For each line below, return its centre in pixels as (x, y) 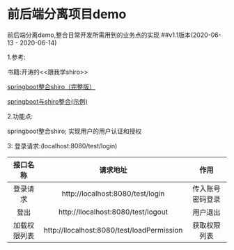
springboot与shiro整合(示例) (48, 101)
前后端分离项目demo (67, 14)
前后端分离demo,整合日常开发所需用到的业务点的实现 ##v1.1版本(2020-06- (114, 35)
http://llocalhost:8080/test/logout (113, 212)
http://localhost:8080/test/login (113, 194)
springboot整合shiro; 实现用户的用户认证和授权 (75, 131)
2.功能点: (20, 116)
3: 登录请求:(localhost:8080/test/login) (62, 146)
